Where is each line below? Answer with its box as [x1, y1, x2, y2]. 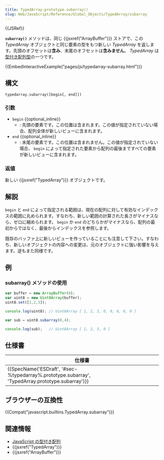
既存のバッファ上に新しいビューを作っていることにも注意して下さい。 [5, 235, 146, 241]
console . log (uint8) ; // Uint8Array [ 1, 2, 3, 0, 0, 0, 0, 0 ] [5, 309, 137, 314]
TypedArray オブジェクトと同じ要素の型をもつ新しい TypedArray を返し [5, 41, 150, 47]
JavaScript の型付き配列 [12, 438, 61, 444]
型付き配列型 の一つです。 [5, 53, 56, 59]
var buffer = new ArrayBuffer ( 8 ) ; [5, 291, 76, 296]
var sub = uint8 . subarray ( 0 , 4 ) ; [5, 317, 71, 323]
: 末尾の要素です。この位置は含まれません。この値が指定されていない [19, 139, 159, 145]
